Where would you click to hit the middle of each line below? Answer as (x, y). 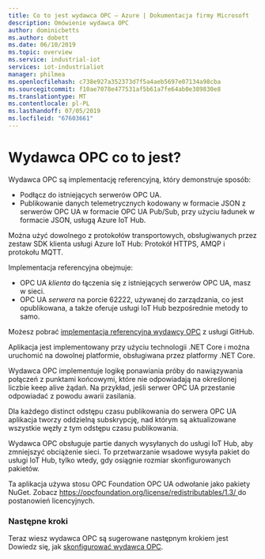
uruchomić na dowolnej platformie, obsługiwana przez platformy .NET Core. (132, 355)
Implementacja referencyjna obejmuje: (70, 267)
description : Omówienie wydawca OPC (68, 23)
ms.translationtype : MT (47, 96)
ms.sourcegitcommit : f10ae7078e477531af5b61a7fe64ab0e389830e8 (115, 89)
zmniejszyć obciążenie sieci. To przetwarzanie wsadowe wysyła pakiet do (129, 451)
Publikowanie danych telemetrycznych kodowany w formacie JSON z (133, 203)
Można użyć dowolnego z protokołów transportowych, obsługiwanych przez (132, 235)
